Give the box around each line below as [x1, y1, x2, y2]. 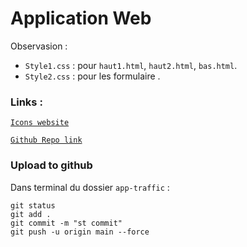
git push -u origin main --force [10, 227, 150, 237]
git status [10, 200, 56, 211]
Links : [10, 95, 43, 109]
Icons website [10, 118, 70, 128]
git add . [10, 209, 52, 219]
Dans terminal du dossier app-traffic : [10, 181, 170, 193]
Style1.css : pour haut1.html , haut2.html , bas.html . [24, 59, 238, 71]
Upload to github [10, 158, 93, 172]
